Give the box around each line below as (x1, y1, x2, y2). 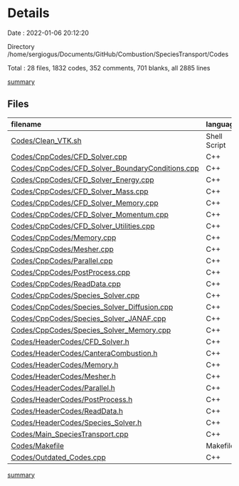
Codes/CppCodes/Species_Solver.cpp (11, 290, 140, 300)
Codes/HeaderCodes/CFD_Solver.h (11, 337, 129, 347)
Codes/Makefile (11, 440, 64, 450)
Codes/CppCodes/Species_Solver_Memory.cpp (11, 325, 171, 335)
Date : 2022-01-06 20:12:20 (7, 28, 89, 37)
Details (7, 5, 50, 21)
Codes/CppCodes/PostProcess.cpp (11, 267, 130, 277)
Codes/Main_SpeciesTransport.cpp (11, 429, 129, 439)
